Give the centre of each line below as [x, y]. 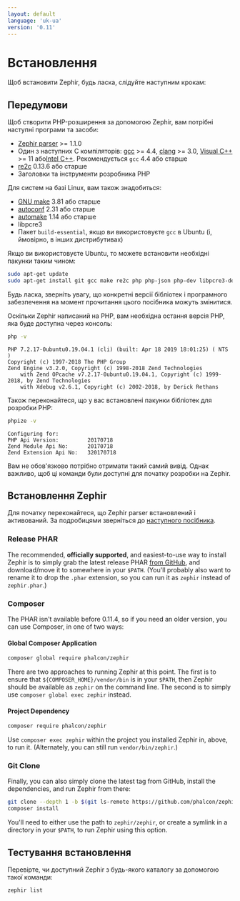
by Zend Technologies [59, 380]
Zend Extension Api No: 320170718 [62, 452]
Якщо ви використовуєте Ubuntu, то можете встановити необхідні [108, 254]
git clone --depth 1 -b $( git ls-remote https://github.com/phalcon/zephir [122, 802]
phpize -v [22, 421]
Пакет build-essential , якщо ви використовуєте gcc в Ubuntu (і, [115, 232]
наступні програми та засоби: [53, 130]
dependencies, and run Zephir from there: [69, 789]
